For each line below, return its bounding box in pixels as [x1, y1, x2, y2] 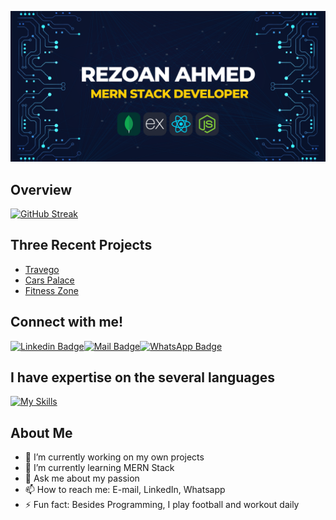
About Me [10, 424, 73, 441]
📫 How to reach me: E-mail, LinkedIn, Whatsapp [24, 484, 226, 496]
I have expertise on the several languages [10, 369, 276, 386]
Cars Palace [24, 274, 75, 286]
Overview [10, 181, 73, 198]
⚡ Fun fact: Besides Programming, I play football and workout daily [24, 499, 300, 511]
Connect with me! [10, 314, 124, 331]
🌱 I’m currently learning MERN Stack [24, 462, 175, 474]
